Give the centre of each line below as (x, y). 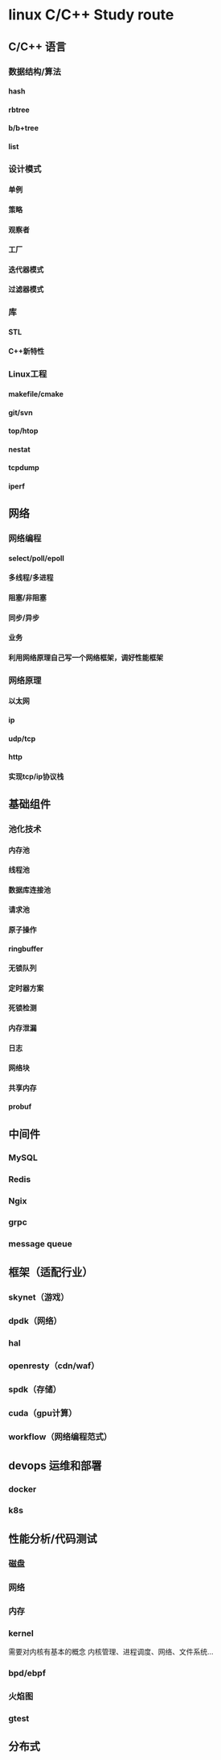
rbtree (19, 110)
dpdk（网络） (35, 1321)
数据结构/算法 (35, 72)
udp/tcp (22, 739)
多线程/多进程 (31, 577)
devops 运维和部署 (55, 1465)
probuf (20, 1107)
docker (23, 1489)
